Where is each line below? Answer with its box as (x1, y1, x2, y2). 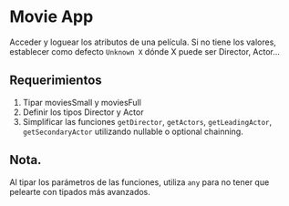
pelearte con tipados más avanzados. (9, 186, 150, 197)
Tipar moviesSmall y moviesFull (22, 97, 141, 108)
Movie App (9, 6, 94, 27)
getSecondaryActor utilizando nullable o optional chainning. (22, 126, 243, 137)
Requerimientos (9, 73, 102, 88)
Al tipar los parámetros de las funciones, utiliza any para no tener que (9, 176, 270, 188)
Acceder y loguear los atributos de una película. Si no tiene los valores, (9, 36, 276, 47)
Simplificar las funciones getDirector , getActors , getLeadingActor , (22, 116, 273, 127)
